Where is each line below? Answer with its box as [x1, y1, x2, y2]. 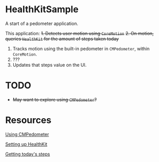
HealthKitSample [5, 4, 79, 15]
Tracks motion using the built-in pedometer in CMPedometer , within [12, 45, 150, 51]
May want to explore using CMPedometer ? [12, 96, 97, 102]
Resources [5, 115, 52, 126]
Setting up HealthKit [5, 141, 47, 147]
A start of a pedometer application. [5, 20, 79, 26]
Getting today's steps [5, 151, 50, 157]
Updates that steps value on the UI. [12, 62, 87, 68]
